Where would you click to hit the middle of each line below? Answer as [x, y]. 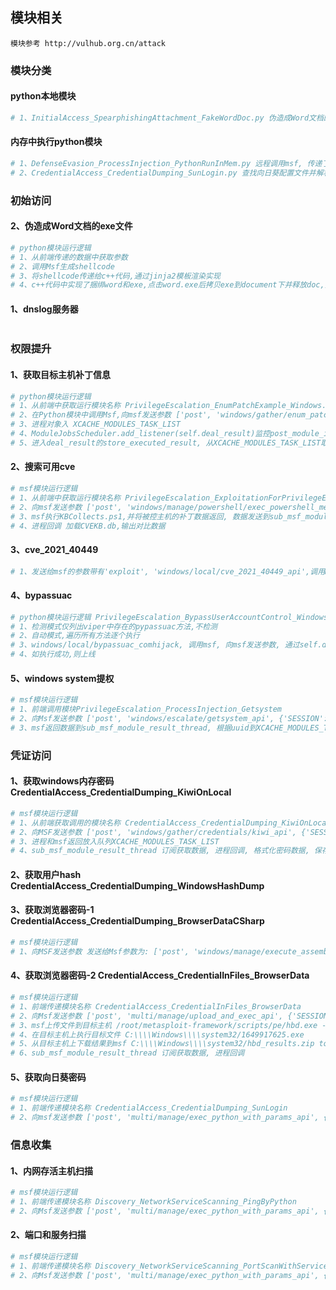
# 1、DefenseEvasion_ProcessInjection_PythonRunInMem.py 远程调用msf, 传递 [166, 164]
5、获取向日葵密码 [48, 1077]
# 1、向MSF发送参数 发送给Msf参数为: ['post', [100, 951]
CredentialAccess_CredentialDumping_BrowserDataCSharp [137, 921]
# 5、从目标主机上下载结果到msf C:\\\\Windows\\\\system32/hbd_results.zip [162, 1044]
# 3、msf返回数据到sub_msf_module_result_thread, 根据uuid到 [133, 728]
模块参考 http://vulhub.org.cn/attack [88, 43]
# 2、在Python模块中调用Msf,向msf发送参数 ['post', [111, 415]
